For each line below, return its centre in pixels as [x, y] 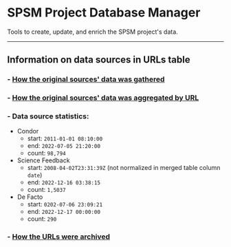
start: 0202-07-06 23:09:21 [65, 204]
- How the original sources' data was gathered [86, 79]
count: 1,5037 [47, 190]
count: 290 [42, 219]
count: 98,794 [47, 153]
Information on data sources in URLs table [99, 60]
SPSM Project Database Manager [104, 13]
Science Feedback [43, 160]
